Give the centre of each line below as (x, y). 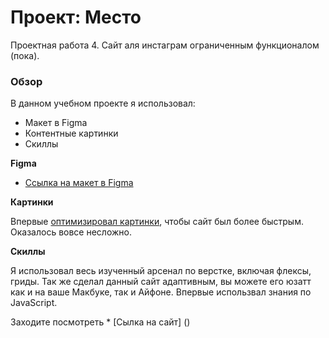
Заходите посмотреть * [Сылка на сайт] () (100, 322)
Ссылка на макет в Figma (79, 183)
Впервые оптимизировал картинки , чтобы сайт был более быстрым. (157, 222)
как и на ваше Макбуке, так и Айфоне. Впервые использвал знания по (161, 292)
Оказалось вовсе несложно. (71, 232)
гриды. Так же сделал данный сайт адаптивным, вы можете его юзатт (161, 282)
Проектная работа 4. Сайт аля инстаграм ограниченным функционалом (165, 45)
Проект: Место (76, 17)
